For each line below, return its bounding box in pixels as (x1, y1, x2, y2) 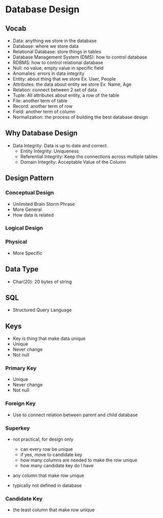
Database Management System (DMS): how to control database (12, 54, 147, 60)
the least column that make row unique (12, 507, 95, 513)
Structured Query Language (12, 307, 72, 313)
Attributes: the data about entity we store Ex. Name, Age (12, 81, 132, 87)
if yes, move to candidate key (20, 452, 83, 458)
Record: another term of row (12, 103, 73, 109)
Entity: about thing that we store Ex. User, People (12, 76, 116, 82)
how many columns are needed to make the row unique (20, 457, 138, 463)
